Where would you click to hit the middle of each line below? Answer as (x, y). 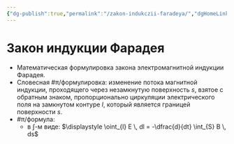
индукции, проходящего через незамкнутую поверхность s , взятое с (120, 89)
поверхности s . (39, 111)
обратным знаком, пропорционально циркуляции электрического (116, 97)
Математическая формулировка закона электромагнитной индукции (120, 67)
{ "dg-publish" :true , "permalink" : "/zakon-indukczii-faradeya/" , (101, 14)
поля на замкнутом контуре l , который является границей (103, 104)
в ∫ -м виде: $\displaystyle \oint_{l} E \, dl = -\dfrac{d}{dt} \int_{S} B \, (126, 127)
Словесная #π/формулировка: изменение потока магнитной (107, 82)
